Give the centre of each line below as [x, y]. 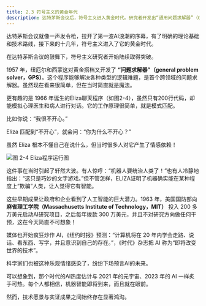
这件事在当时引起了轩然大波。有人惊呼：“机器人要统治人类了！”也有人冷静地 [103, 170]
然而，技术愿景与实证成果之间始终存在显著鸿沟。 [68, 297]
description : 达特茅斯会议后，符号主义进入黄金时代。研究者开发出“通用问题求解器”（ [102, 18]
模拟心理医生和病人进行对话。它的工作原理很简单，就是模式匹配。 [95, 105]
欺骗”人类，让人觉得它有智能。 [58, 186]
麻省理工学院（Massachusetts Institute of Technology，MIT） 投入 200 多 [102, 206]
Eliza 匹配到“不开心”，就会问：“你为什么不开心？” [69, 132]
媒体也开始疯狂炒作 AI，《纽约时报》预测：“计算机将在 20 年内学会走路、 [97, 235]
